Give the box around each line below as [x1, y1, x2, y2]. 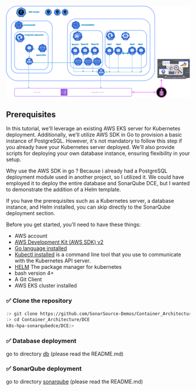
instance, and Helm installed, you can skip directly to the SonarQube [6, 203, 171, 210]
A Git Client [14, 276, 42, 283]
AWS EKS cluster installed [14, 282, 77, 289]
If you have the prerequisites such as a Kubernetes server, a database [6, 198, 174, 205]
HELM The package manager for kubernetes [14, 264, 122, 271]
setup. [6, 156, 22, 163]
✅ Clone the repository [6, 297, 72, 305]
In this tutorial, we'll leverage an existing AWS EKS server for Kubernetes [6, 125, 181, 132]
